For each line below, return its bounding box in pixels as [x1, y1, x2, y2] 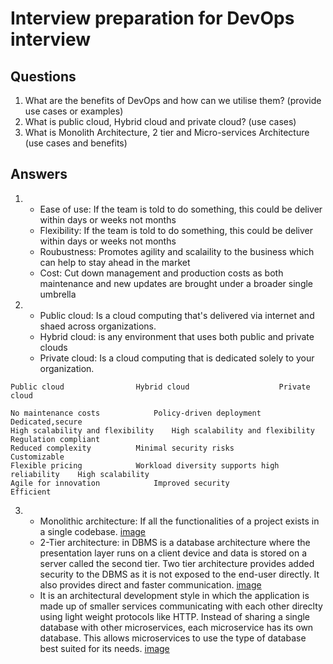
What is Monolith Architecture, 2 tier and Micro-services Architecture [24, 127, 310, 138]
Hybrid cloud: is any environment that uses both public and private [39, 330, 315, 342]
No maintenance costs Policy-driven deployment [10, 408, 262, 418]
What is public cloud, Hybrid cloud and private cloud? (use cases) [24, 116, 297, 127]
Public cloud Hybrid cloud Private [10, 382, 311, 392]
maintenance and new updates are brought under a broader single [39, 277, 314, 289]
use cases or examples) [24, 105, 124, 117]
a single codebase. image [39, 525, 147, 537]
